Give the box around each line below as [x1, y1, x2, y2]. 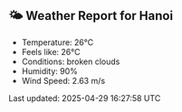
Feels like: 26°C [21, 46, 81, 57]
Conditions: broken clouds [21, 56, 120, 67]
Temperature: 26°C [21, 36, 94, 48]
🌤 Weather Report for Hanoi [8, 8, 174, 23]
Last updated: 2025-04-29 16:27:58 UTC [8, 92, 161, 103]
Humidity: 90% [21, 65, 79, 76]
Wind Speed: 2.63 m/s [21, 75, 106, 86]
